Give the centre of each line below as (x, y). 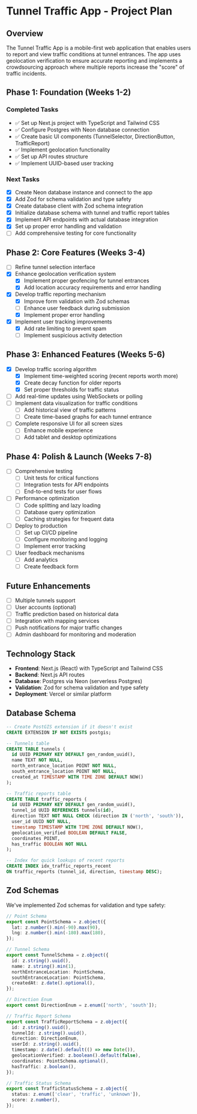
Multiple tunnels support (45, 600)
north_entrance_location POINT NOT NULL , (64, 766)
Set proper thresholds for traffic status (71, 389)
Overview (25, 33)
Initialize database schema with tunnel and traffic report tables (92, 213)
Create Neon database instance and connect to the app (83, 192)
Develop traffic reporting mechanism (60, 294)
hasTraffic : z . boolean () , (44, 1066)
